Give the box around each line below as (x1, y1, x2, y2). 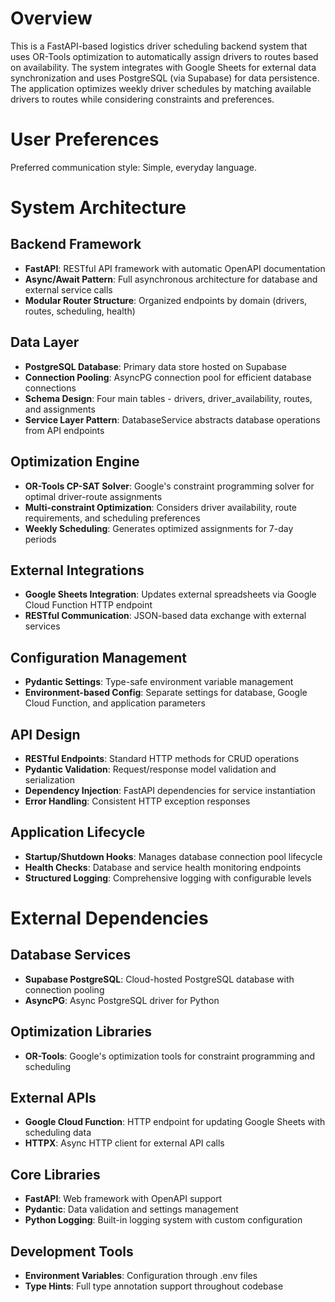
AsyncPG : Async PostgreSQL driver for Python (24, 994, 220, 1006)
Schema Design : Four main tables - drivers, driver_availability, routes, (24, 392, 313, 404)
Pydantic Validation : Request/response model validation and (24, 763, 277, 775)
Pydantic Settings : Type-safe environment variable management (24, 676, 294, 688)
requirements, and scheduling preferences (24, 512, 201, 524)
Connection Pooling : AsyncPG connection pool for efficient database (24, 371, 312, 383)
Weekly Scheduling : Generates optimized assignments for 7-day (24, 522, 294, 534)
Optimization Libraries (10, 1023, 153, 1041)
